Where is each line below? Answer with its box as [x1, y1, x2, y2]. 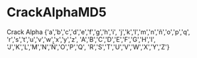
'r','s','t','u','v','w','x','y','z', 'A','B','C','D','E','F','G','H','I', [6, 35, 156, 43]
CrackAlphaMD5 [6, 4, 107, 21]
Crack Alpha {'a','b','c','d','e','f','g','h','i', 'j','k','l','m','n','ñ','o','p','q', [6, 28, 191, 36]
